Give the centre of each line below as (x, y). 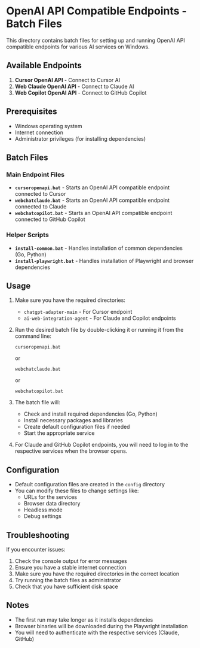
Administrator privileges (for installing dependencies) (80, 138)
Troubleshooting (38, 535)
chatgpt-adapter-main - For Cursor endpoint (78, 312)
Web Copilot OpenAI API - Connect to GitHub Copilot (81, 93)
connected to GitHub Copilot (50, 219)
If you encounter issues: (36, 549)
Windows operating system (48, 126)
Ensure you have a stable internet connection (70, 567)
